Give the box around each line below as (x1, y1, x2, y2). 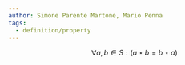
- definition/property (15, 26, 91, 34)
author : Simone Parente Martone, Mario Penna (8, 11, 163, 20)
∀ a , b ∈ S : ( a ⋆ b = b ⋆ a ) (91, 48, 178, 58)
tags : (8, 19, 26, 27)
